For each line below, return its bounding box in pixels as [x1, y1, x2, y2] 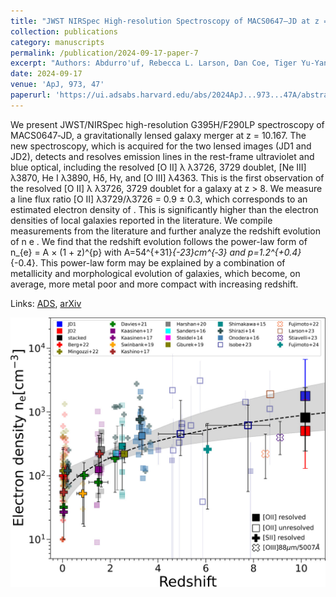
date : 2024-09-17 [10, 69, 83, 79]
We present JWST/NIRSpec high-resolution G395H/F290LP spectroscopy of [10, 118, 325, 130]
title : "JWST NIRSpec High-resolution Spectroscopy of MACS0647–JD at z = [10, 16, 329, 26]
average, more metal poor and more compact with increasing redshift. [10, 278, 299, 290]
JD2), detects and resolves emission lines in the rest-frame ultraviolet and [10, 150, 315, 162]
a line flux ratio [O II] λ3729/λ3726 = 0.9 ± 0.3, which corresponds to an [10, 193, 308, 205]
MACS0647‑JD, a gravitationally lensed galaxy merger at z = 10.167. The [10, 129, 307, 141]
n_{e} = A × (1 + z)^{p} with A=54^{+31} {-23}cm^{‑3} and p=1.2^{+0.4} [10, 246, 302, 258]
